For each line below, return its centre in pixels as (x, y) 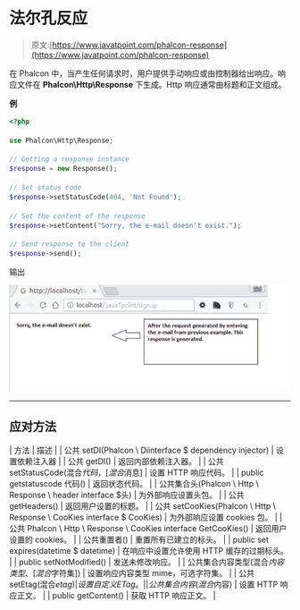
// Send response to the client (69, 244)
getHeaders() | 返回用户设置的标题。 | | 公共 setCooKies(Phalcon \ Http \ (143, 505)
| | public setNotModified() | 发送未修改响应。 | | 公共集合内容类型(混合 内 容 (147, 562)
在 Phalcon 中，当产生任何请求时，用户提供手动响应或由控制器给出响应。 (144, 73)
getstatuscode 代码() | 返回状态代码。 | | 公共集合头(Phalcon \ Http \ (134, 483)
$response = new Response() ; (63, 169)
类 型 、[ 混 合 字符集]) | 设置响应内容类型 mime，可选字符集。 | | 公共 (132, 572)
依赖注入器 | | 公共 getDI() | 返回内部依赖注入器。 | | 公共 (121, 461)
